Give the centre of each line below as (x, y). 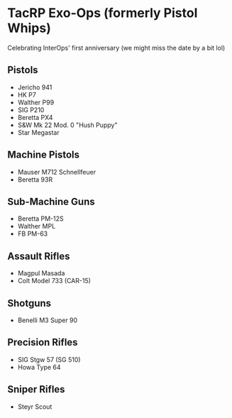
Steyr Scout (35, 407)
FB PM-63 (33, 234)
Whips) (29, 28)
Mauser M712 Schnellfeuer (57, 172)
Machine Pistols (44, 155)
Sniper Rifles (36, 389)
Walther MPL (37, 226)
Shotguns (29, 303)
